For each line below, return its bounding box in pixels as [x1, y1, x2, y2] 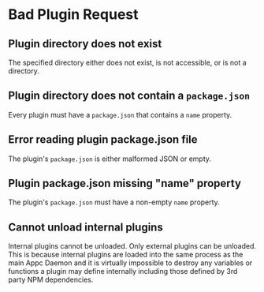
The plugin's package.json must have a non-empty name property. [8, 197, 221, 207]
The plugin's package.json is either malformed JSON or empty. [8, 154, 211, 163]
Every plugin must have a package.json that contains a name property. [8, 110, 232, 119]
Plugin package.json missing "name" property [8, 177, 242, 190]
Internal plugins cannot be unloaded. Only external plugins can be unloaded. [8, 241, 257, 251]
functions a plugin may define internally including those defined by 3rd [8, 267, 238, 276]
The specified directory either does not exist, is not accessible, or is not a [8, 58, 247, 67]
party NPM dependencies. [8, 275, 94, 285]
